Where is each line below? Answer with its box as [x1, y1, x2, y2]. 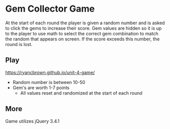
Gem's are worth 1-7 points [12, 84, 70, 91]
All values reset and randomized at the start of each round [20, 90, 143, 96]
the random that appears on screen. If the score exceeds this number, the [5, 36, 160, 42]
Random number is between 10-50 [12, 79, 86, 85]
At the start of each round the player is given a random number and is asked [5, 20, 165, 26]
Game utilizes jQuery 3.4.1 [5, 118, 60, 124]
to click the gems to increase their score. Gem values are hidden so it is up [5, 25, 162, 31]
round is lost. [5, 41, 33, 47]
